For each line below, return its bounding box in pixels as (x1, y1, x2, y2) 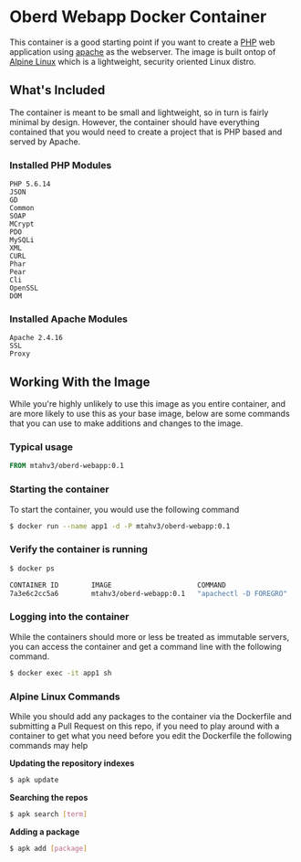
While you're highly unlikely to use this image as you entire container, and (9, 399, 285, 410)
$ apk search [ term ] (9, 809, 88, 819)
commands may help (9, 740, 88, 750)
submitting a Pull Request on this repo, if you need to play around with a (9, 720, 280, 731)
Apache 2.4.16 (9, 334, 64, 343)
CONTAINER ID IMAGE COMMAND (9, 580, 226, 590)
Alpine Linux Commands (9, 690, 120, 703)
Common (9, 204, 35, 213)
